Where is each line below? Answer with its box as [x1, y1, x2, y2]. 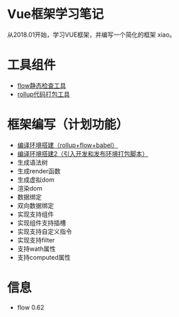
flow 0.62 [17, 303, 45, 311]
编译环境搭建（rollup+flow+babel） [17, 141, 119, 149]
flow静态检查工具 [17, 81, 66, 90]
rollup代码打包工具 [17, 90, 70, 98]
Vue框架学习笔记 [7, 6, 104, 22]
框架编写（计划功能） [7, 117, 129, 133]
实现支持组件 [17, 210, 54, 218]
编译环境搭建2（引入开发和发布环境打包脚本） [17, 149, 149, 157]
